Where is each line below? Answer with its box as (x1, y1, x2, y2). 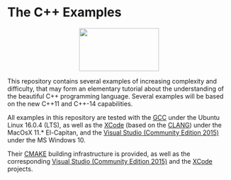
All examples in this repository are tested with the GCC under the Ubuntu (7, 113, 220, 121)
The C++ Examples (7, 4, 122, 21)
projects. (7, 164, 33, 173)
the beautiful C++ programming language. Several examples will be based (7, 91, 224, 100)
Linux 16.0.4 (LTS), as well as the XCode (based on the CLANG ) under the (7, 120, 222, 129)
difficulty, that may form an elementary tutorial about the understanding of (7, 84, 225, 93)
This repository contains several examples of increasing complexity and (7, 77, 218, 85)
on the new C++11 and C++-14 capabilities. (7, 99, 133, 108)
